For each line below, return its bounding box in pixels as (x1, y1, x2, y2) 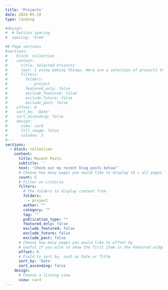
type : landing (5, 17, 35, 22)
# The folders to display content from (23, 189, 106, 194)
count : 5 (18, 175, 37, 180)
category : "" (23, 207, 50, 212)
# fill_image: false (5, 128, 59, 133)
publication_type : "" (23, 217, 68, 222)
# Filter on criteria (18, 179, 64, 185)
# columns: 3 (5, 132, 43, 138)
